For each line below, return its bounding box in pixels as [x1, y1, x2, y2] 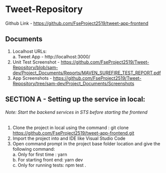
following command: [12, 146, 56, 152]
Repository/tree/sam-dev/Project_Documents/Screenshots [12, 80, 135, 86]
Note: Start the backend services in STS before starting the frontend [5, 109, 148, 115]
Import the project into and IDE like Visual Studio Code [12, 135, 126, 142]
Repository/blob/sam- [12, 64, 58, 70]
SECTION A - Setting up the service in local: [5, 95, 145, 104]
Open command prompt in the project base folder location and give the [12, 141, 160, 147]
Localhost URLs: [12, 48, 47, 54]
